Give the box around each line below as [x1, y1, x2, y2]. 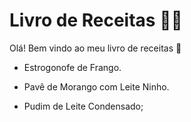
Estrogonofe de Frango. [23, 61, 122, 73]
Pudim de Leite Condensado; [23, 100, 144, 112]
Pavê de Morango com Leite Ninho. [23, 80, 170, 93]
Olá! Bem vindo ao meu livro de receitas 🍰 [9, 42, 182, 54]
